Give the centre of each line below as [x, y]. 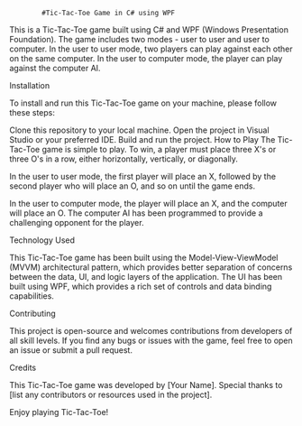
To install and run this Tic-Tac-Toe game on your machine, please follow [143, 103]
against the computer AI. [55, 68]
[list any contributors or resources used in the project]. [111, 394]
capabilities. [32, 296]
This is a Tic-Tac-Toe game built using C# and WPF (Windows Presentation [149, 30]
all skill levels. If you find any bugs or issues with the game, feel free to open [151, 340]
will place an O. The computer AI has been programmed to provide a [136, 213]
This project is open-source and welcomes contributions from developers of [151, 331]
